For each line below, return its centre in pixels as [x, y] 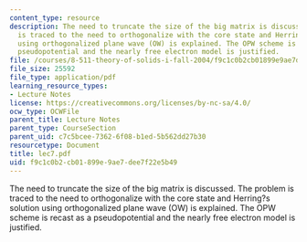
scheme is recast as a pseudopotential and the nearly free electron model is [153, 217]
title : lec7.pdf [40, 153]
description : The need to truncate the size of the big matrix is [138, 26]
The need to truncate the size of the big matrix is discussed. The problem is [152, 188]
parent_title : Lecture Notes [65, 120]
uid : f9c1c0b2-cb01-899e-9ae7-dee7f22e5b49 [94, 162]
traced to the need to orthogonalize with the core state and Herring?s [140, 198]
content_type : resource [55, 18]
